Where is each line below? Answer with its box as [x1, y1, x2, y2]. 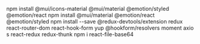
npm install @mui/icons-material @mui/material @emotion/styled [6, 5, 169, 12]
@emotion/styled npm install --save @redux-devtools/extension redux [6, 18, 183, 25]
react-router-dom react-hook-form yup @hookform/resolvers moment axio [6, 24, 194, 31]
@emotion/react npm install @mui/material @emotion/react [6, 11, 155, 19]
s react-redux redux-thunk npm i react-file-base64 [6, 31, 134, 38]
